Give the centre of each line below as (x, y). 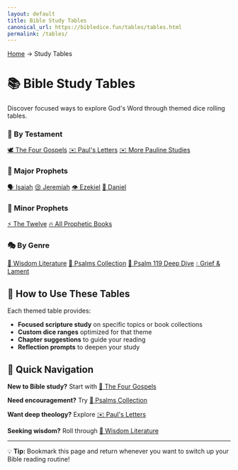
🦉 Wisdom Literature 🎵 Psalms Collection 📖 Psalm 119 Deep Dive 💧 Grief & (114, 264)
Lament (18, 272)
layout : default (31, 14)
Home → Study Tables (40, 54)
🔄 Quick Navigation (51, 369)
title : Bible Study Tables (47, 21)
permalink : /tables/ (38, 34)
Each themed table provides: (49, 311)
